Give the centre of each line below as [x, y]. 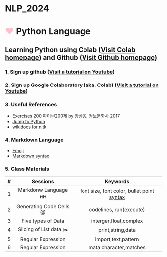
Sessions [43, 181]
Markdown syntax [31, 156]
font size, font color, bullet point [117, 191]
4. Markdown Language [34, 140]
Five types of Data [43, 221]
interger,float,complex [117, 221]
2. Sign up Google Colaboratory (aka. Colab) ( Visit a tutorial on [82, 85]
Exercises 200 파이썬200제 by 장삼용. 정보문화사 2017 [66, 116]
